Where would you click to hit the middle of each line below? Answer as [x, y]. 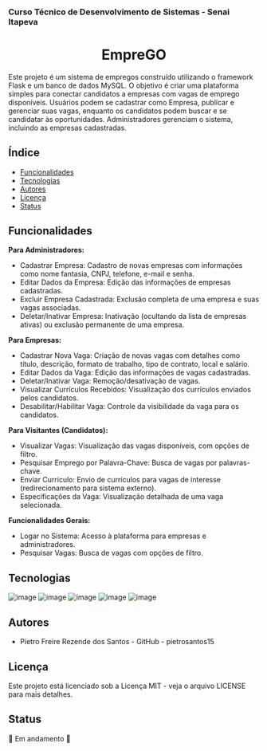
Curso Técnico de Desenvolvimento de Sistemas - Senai [119, 12]
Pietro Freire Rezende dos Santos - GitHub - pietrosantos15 [117, 642]
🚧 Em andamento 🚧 [39, 738]
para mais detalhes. [41, 694]
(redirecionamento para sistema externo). [88, 488]
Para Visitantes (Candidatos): [58, 431]
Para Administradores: [47, 250]
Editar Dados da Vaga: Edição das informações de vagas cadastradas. [135, 372]
